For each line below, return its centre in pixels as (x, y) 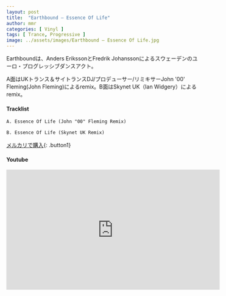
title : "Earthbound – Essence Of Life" (58, 18)
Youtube (17, 159)
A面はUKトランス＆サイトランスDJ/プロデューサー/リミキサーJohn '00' (96, 79)
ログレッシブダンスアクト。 (62, 66)
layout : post (23, 12)
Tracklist (18, 109)
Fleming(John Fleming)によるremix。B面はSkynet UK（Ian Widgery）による (101, 87)
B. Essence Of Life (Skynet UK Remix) (55, 133)
